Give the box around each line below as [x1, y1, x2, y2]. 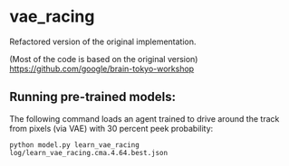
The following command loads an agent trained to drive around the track [9, 113, 280, 124]
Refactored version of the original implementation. [9, 36, 197, 47]
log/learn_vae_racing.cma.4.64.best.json [9, 148, 169, 157]
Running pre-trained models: [9, 89, 177, 105]
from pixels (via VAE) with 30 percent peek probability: [9, 123, 214, 134]
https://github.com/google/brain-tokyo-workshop [9, 63, 195, 74]
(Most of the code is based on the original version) [9, 53, 198, 64]
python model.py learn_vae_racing [9, 140, 140, 150]
